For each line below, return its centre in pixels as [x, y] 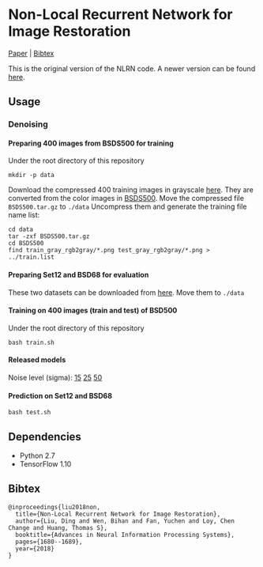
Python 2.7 [37, 455]
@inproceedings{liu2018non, [54, 507]
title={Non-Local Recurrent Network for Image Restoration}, [118, 514]
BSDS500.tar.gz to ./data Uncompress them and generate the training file [128, 206]
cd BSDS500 [26, 244]
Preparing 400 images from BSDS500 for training [91, 143]
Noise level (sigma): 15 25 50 [55, 378]
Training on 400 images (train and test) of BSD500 [93, 311]
